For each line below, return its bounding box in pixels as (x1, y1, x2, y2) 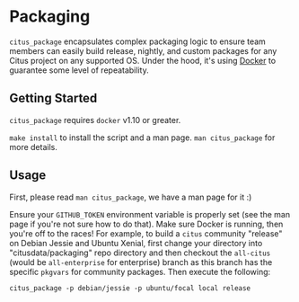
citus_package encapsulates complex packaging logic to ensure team (9, 36, 267, 47)
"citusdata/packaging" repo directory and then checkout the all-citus (9, 247, 271, 258)
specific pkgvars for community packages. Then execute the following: (9, 266, 271, 277)
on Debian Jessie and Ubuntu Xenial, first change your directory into (9, 237, 263, 248)
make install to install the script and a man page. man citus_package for (9, 132, 276, 143)
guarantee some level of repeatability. (9, 65, 150, 75)
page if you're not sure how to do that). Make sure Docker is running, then (9, 218, 284, 229)
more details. (9, 141, 58, 152)
